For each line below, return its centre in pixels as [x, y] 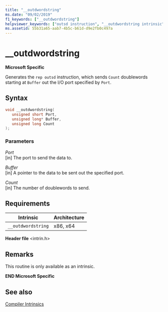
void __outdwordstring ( [30, 110]
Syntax [16, 98]
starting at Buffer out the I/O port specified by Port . [58, 82]
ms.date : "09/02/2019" [29, 15]
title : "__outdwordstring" [33, 10]
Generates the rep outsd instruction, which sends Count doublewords [76, 77]
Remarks [19, 254]
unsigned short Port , [34, 114]
